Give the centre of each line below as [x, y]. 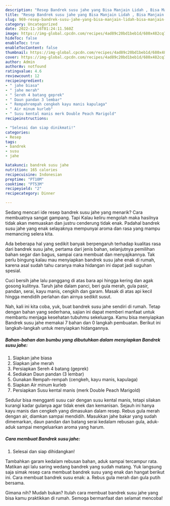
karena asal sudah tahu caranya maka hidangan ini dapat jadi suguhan [78, 265]
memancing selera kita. [30, 234]
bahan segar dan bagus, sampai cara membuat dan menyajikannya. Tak [80, 255]
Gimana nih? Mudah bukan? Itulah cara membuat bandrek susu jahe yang [82, 492]
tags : [11, 142]
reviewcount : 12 [22, 76]
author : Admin [20, 62]
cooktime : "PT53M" [25, 184]
